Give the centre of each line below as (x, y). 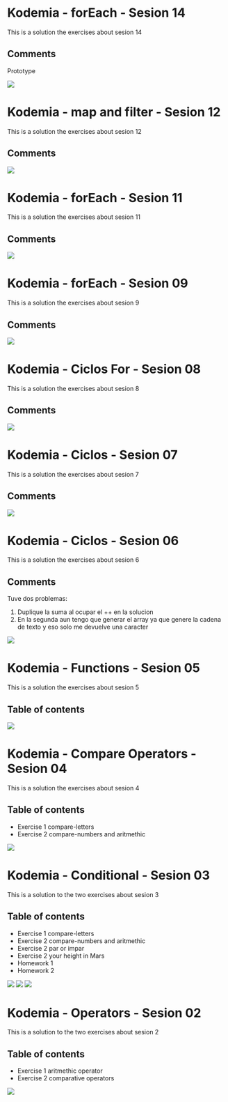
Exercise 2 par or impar (51, 948)
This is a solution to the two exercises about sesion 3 (83, 894)
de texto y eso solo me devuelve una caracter (83, 627)
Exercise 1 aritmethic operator (60, 1071)
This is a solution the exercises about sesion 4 (73, 788)
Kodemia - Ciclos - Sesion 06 (93, 541)
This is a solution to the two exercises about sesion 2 (83, 1032)
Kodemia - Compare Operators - (102, 754)
